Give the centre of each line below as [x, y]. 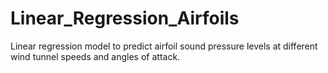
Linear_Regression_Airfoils [125, 18]
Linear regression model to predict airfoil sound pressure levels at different [164, 46]
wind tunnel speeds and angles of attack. [95, 56]
